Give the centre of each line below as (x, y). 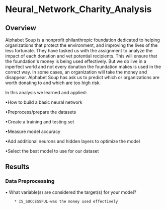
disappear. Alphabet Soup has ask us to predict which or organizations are (82, 77)
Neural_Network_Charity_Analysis (78, 9)
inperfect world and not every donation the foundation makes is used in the (83, 67)
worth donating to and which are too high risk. (53, 83)
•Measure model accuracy (33, 131)
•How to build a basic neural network (44, 102)
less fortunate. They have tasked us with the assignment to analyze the (79, 51)
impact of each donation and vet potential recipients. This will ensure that (81, 56)
